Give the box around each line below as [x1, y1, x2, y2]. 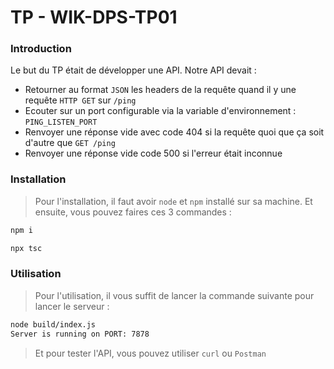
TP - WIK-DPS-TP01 [10, 6, 178, 29]
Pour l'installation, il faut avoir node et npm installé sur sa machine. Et [34, 195, 313, 207]
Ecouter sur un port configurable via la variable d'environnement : [24, 105, 297, 117]
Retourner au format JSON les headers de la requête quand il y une [24, 84, 297, 96]
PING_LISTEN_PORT [24, 117, 98, 128]
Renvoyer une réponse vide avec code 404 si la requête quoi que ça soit [24, 126, 325, 138]
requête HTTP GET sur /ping [24, 94, 137, 106]
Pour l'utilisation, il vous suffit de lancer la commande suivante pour [34, 289, 315, 301]
